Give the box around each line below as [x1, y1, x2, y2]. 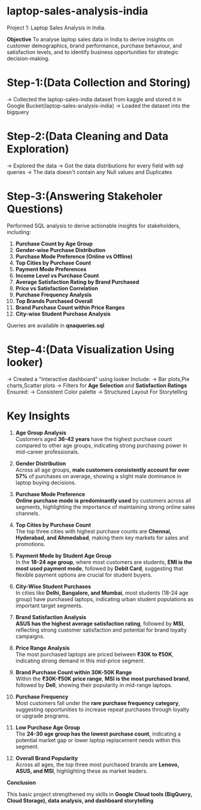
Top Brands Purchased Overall [15, 297, 93, 304]
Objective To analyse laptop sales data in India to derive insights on [7, 35, 174, 43]
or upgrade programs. [15, 712, 71, 719]
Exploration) [7, 142, 69, 156]
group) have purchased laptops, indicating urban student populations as [15, 595, 194, 602]
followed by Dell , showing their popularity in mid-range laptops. [15, 681, 173, 688]
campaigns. [15, 632, 45, 640]
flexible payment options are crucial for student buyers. [15, 571, 153, 578]
